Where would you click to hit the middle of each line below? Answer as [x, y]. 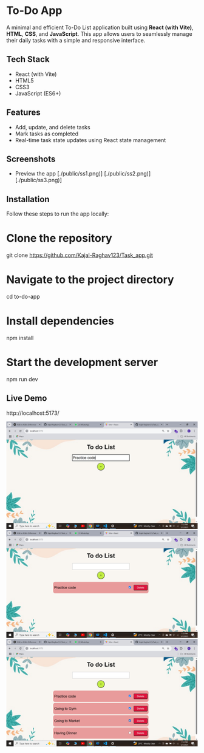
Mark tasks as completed [47, 134]
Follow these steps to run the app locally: [58, 214]
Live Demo [27, 398]
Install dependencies [60, 321]
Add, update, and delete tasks [53, 127]
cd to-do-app [23, 297]
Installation [28, 199]
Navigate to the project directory [90, 280]
